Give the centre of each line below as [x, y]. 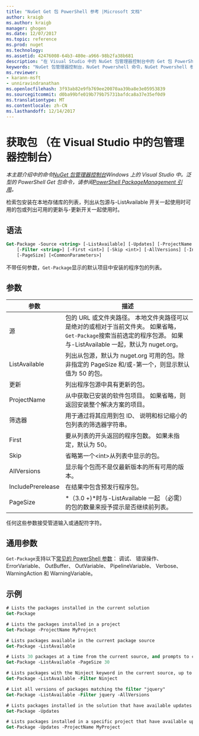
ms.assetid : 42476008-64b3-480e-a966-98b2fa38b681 [70, 56]
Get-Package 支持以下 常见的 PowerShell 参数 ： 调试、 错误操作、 [84, 558]
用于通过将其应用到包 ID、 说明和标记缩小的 [126, 415]
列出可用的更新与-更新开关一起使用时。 [75, 210]
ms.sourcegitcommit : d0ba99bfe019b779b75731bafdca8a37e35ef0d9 [86, 94]
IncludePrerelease [34, 487]
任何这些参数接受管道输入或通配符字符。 [55, 523]
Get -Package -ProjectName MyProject [51, 630]
